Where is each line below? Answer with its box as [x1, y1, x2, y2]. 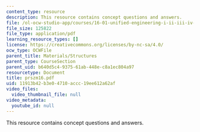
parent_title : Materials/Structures [6, 53, 97, 59]
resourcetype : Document [6, 70, 65, 76]
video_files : [6, 86, 39, 92]
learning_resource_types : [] [6, 36, 79, 42]
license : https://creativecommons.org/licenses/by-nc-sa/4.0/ [6, 42, 164, 48]
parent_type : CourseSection [6, 58, 76, 64]
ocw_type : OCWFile [6, 48, 52, 54]
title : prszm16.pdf [6, 75, 55, 81]
